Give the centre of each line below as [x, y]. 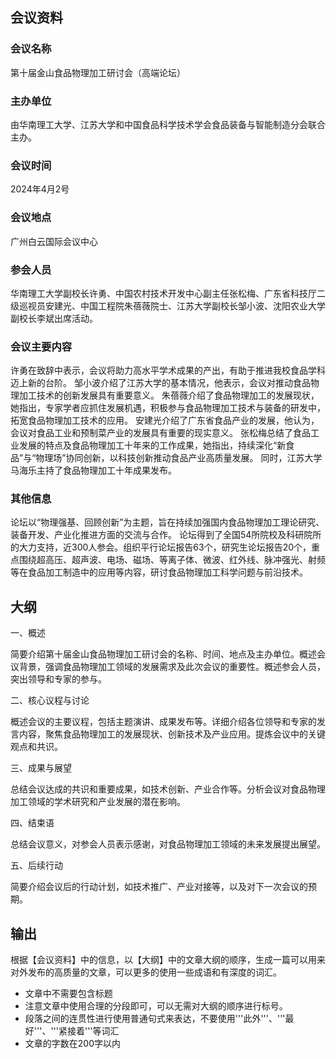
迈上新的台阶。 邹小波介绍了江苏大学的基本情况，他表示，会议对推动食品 [160, 383]
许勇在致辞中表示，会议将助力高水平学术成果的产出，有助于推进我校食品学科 [168, 370]
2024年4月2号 [40, 189]
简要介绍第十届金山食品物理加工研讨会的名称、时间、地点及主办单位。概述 [163, 654]
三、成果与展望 [41, 768]
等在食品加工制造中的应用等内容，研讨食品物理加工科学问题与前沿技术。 [159, 572]
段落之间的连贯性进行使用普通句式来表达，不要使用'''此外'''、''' [155, 1019]
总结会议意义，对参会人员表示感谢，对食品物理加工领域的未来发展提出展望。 [168, 844]
